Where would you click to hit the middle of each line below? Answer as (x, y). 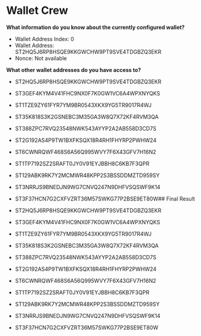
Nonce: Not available (41, 58)
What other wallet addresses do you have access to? (74, 69)
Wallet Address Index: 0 (44, 39)
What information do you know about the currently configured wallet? (95, 27)
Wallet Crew (37, 11)
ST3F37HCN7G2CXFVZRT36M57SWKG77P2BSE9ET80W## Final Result (105, 199)
